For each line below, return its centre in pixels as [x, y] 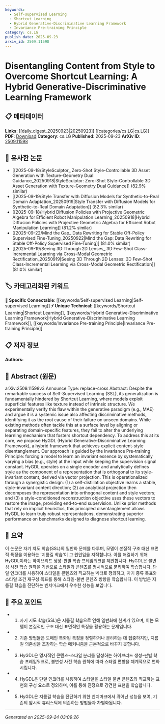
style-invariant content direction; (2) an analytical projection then [71, 488]
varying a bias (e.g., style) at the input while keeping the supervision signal [81, 462]
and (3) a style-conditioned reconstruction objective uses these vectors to [80, 498]
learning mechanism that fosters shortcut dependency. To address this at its [82, 435]
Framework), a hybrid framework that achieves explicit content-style [74, 446]
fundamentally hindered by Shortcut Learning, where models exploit [74, 399]
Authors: [14, 360]
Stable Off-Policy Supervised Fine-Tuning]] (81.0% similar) [71, 243]
